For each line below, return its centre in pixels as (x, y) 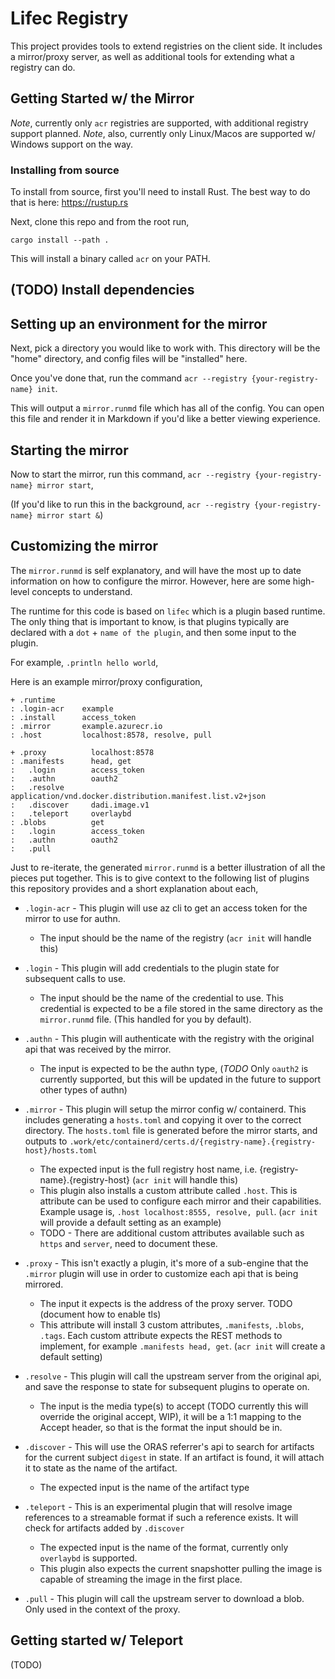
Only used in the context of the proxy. (102, 1609)
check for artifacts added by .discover (104, 1528)
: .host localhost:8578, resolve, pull (111, 735)
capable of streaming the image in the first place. (141, 1579)
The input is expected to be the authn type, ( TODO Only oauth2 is (174, 1068)
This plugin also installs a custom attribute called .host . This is (168, 1190)
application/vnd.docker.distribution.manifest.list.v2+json (138, 796)
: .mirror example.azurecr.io (86, 726)
